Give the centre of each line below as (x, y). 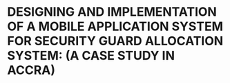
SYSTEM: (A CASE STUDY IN (91, 56)
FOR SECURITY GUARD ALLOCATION (115, 41)
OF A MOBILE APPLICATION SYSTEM (115, 26)
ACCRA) (31, 70)
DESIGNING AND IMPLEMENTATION (112, 12)
